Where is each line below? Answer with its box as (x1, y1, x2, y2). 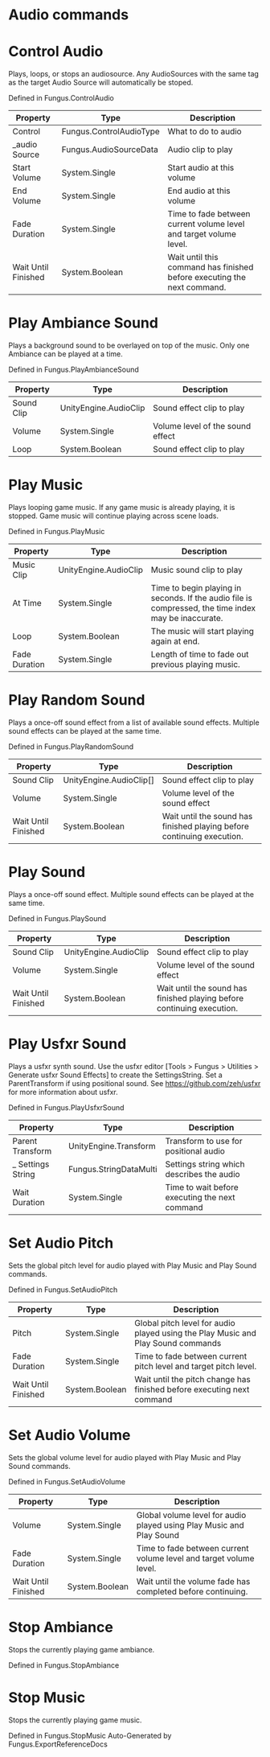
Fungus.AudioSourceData (61, 144, 159, 155)
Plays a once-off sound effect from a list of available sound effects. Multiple (8, 718, 260, 727)
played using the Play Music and (134, 1327, 257, 1339)
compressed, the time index (150, 603, 256, 613)
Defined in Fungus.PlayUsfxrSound (8, 1102, 125, 1112)
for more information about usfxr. (8, 1087, 118, 1097)
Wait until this (167, 252, 219, 263)
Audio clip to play (167, 144, 233, 155)
